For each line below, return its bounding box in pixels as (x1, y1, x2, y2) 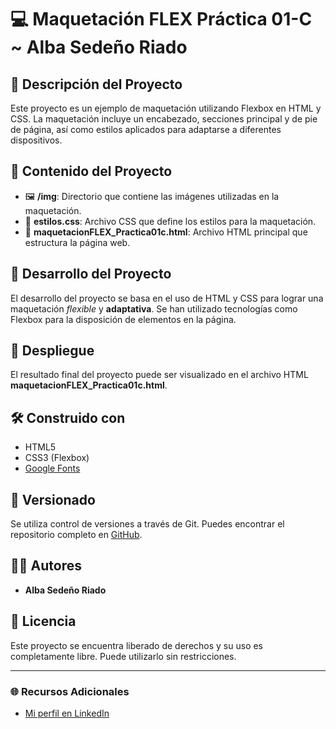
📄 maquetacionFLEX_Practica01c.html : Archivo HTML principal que (24, 226, 308, 238)
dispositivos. (10, 134, 63, 146)
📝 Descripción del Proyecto (10, 76, 183, 93)
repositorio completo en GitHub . (10, 529, 143, 541)
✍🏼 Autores (10, 557, 82, 575)
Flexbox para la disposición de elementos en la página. (10, 313, 237, 325)
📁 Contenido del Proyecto (10, 163, 173, 180)
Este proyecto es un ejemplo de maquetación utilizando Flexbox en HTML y (10, 102, 322, 114)
